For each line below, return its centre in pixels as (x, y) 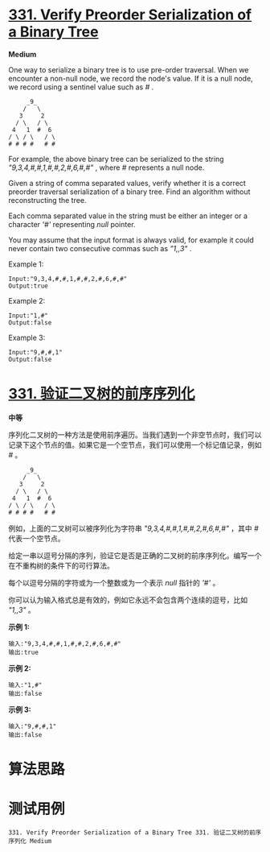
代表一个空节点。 (37, 538)
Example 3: (27, 337)
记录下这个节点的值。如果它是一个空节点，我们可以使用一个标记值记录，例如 (135, 445)
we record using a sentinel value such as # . (81, 87)
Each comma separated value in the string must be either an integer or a (128, 216)
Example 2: (27, 300)
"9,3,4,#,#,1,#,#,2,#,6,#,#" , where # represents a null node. (106, 168)
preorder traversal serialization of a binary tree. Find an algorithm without (129, 192)
